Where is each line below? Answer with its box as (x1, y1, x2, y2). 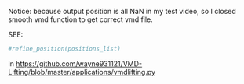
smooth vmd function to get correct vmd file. (8, 15, 153, 24)
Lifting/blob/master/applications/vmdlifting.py (8, 67, 155, 76)
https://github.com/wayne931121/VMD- (15, 58, 143, 68)
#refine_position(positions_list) (8, 45, 122, 53)
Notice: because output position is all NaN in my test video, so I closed (8, 7, 237, 16)
